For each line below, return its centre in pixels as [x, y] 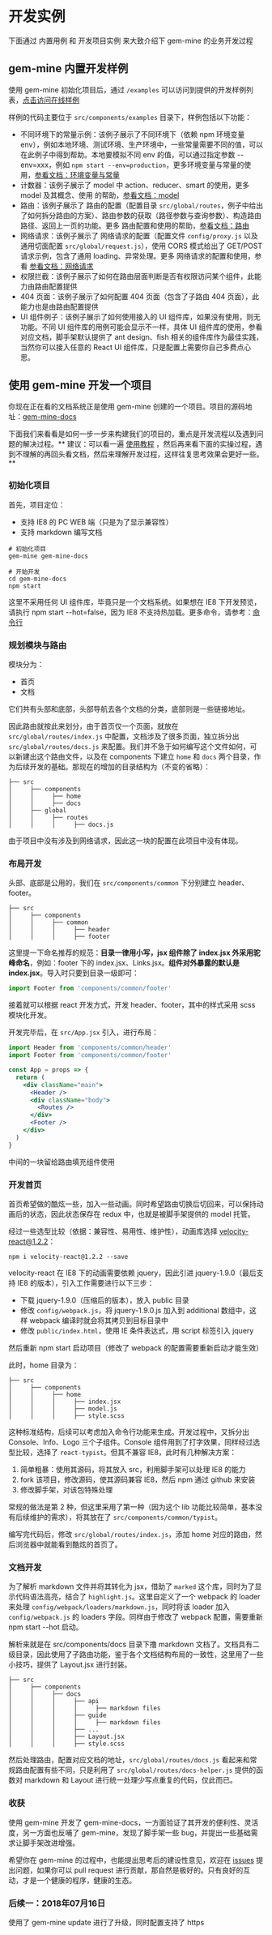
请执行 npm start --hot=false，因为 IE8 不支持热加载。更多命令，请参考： [131, 612]
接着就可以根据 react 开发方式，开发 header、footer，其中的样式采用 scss [132, 1005]
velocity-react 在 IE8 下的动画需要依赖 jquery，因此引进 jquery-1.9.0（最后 [132, 1273]
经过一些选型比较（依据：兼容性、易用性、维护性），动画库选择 [113, 1231]
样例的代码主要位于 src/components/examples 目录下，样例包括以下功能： [130, 117]
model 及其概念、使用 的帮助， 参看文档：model [100, 195]
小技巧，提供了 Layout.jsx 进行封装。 [70, 1665]
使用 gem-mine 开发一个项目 [80, 385]
